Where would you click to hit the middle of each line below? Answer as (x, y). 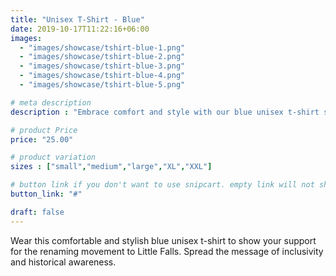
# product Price (44, 130)
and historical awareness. (63, 262)
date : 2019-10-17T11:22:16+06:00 (80, 29)
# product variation (53, 157)
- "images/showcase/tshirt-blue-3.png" (102, 66)
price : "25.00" (42, 139)
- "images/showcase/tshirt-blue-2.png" (102, 57)
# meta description (51, 102)
